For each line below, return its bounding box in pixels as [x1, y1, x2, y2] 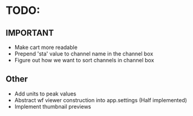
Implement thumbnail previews [14, 103, 91, 110]
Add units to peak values [14, 90, 77, 97]
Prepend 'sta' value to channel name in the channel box [14, 50, 154, 57]
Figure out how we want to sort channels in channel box [14, 57, 155, 63]
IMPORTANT [5, 28, 54, 38]
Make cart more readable [14, 43, 78, 51]
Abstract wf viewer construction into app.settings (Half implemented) [14, 96, 188, 103]
